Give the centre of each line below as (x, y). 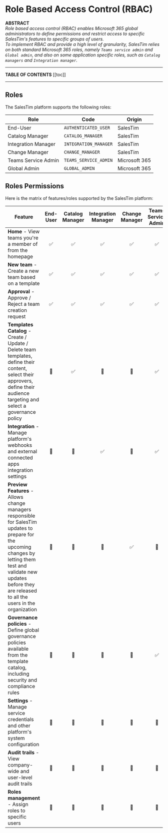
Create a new (23, 271)
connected (20, 457)
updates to (20, 528)
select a (17, 406)
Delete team (22, 349)
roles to (16, 811)
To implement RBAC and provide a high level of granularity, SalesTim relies (82, 44)
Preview (17, 484)
